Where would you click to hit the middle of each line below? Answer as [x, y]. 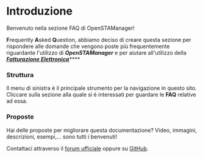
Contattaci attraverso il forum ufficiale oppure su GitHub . [77, 148]
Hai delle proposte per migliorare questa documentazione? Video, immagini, [101, 130]
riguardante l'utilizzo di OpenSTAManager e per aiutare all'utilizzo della [97, 52]
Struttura [20, 75]
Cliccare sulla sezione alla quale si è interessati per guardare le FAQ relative [101, 95]
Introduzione [40, 11]
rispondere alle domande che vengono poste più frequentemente [88, 46]
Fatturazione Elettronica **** [43, 59]
